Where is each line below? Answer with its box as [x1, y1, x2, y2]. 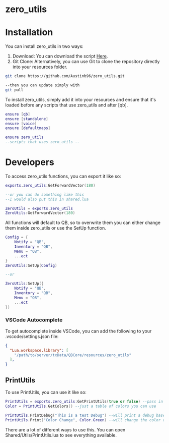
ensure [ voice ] [5, 121, 37, 126]
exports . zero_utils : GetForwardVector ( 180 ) [5, 183, 96, 188]
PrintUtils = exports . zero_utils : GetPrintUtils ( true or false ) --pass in [5, 399, 163, 404]
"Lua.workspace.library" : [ [10, 348, 69, 353]
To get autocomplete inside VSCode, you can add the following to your [5, 328, 152, 334]
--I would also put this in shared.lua [5, 197, 89, 202]
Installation [5, 27, 53, 38]
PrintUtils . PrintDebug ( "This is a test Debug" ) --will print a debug [5, 413, 154, 418]
